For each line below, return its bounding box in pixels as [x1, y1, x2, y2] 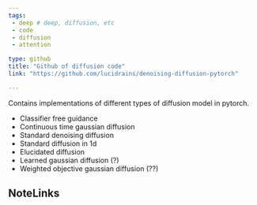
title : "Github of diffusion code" [8, 62, 126, 71]
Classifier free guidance [19, 114, 98, 123]
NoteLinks [8, 187, 60, 200]
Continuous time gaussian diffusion [19, 121, 136, 131]
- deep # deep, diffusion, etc [11, 19, 115, 27]
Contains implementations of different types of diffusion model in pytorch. [8, 98, 249, 107]
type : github [8, 55, 51, 63]
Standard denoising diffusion [19, 130, 115, 140]
